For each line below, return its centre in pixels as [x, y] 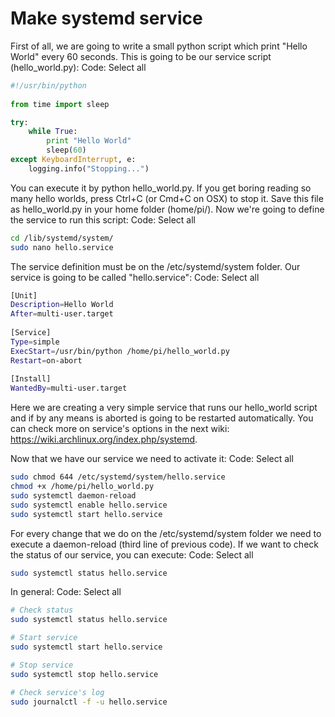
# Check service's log [57, 692]
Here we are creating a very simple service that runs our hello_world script [164, 408]
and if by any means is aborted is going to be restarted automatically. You [162, 418]
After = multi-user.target [62, 314]
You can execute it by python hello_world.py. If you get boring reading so [161, 188]
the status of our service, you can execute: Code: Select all [132, 554]
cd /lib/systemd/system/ [62, 238]
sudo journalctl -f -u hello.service [89, 702]
